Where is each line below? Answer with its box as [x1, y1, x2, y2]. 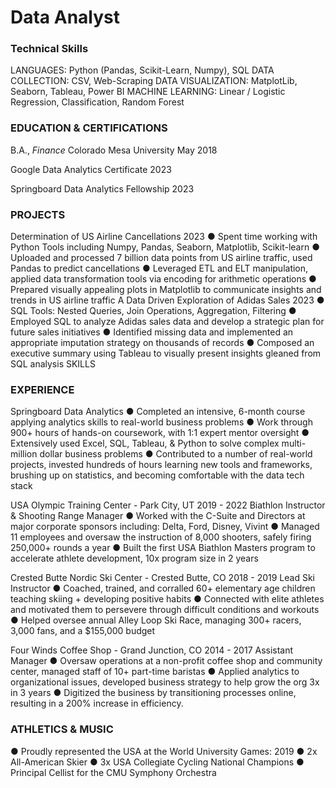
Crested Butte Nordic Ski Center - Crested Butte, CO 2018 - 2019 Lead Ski [10, 572, 315, 584]
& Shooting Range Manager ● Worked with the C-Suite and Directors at [10, 510, 306, 522]
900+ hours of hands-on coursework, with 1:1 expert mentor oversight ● [10, 427, 310, 439]
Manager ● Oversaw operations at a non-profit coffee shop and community [10, 655, 323, 667]
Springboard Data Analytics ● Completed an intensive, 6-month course [10, 406, 306, 418]
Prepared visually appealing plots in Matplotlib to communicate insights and [10, 284, 322, 296]
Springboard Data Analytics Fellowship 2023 [10, 182, 195, 195]
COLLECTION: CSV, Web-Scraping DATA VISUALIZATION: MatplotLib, [10, 75, 298, 87]
